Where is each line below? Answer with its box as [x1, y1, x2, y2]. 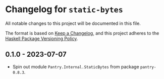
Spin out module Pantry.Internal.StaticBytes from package [12, 63, 140, 69]
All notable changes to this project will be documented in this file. [5, 20, 141, 26]
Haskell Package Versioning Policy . [5, 35, 78, 42]
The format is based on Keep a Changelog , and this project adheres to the [5, 30, 159, 36]
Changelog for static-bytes [5, 4, 123, 15]
